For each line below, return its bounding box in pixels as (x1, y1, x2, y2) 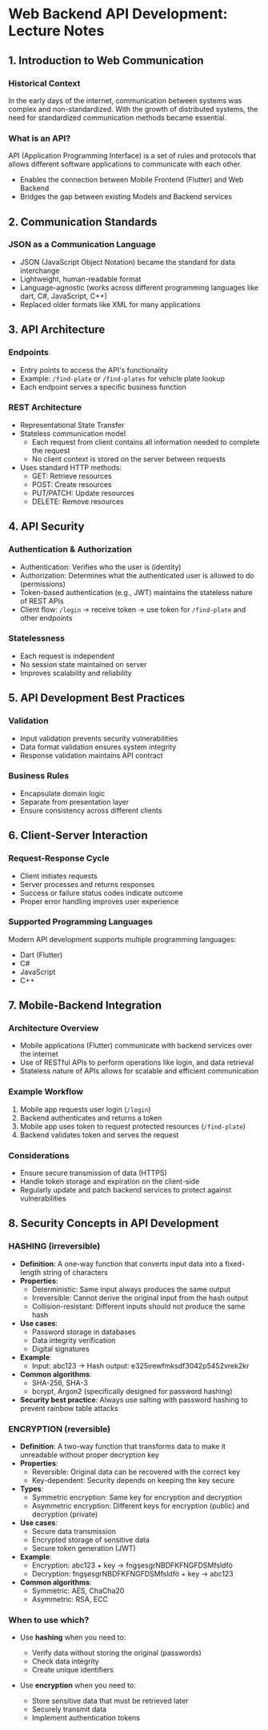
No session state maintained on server (19, 659, 147, 669)
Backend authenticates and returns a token (19, 1113, 162, 1122)
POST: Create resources (31, 479, 112, 489)
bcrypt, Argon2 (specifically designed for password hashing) (31, 1386, 233, 1396)
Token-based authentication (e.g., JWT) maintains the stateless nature (19, 587, 253, 597)
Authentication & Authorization (8, 544, 132, 555)
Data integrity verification (31, 1335, 116, 1344)
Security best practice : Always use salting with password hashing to (19, 1395, 248, 1404)
